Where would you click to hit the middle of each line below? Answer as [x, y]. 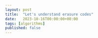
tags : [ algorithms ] [25, 23]
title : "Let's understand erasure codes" [49, 14]
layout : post [18, 10]
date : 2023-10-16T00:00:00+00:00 [42, 19]
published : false [23, 28]
